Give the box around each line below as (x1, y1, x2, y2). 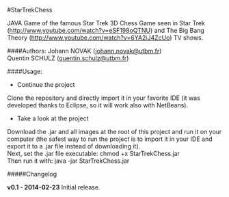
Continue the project (16, 81, 75, 88)
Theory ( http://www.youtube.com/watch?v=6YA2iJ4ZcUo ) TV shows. (7, 34, 204, 42)
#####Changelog (7, 170, 57, 178)
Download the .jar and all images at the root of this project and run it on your (7, 128, 222, 135)
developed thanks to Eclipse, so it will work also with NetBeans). (7, 101, 189, 109)
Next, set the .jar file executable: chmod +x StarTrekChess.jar (7, 150, 180, 157)
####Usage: (7, 68, 42, 75)
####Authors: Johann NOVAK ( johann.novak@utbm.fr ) (7, 47, 162, 55)
